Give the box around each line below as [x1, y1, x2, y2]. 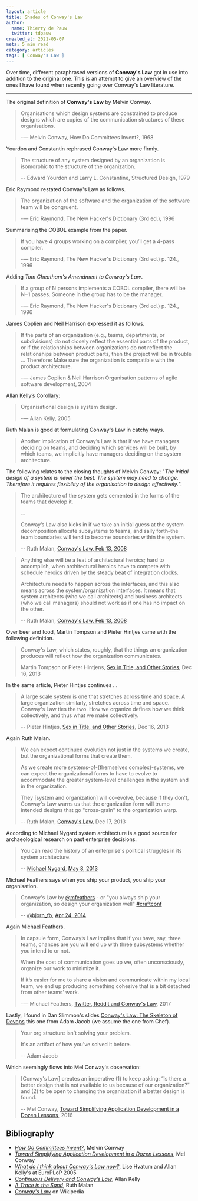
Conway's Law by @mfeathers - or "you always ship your [20, 894, 161, 901]
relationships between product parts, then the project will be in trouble [20, 350, 192, 357]
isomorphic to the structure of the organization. [20, 163, 136, 170]
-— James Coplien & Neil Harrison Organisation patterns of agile [20, 374, 178, 381]
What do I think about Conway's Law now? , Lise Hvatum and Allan [14, 1163, 177, 1170]
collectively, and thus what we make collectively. [20, 712, 139, 719]
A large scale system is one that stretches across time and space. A [20, 693, 186, 700]
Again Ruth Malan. [6, 734, 51, 741]
